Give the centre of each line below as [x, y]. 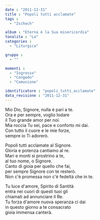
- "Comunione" [24, 82]
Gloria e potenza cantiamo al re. [37, 150]
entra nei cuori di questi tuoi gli [36, 191]
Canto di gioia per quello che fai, [38, 166]
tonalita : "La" [22, 37]
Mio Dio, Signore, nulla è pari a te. [39, 109]
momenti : [15, 68]
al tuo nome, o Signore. [29, 161]
